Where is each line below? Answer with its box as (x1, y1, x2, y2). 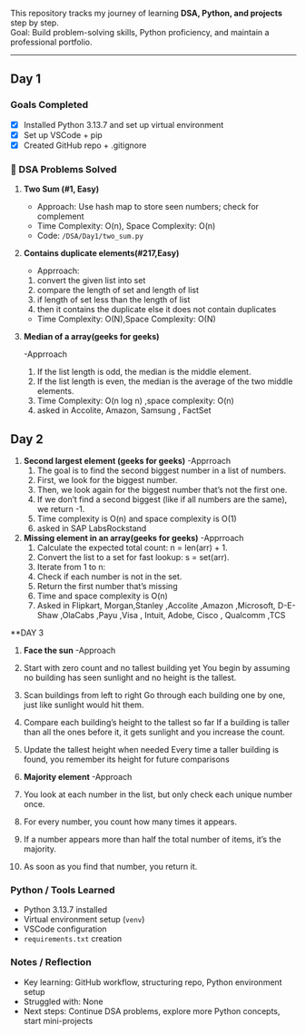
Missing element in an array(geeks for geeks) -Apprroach (23, 532, 244, 543)
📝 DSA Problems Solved (10, 163, 117, 175)
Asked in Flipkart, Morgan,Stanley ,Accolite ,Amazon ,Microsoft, (36, 599, 276, 611)
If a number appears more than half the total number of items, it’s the (23, 833, 281, 844)
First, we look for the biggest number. (36, 474, 178, 485)
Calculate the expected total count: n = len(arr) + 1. (36, 542, 228, 553)
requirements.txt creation (23, 933, 123, 944)
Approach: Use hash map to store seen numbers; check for (36, 202, 260, 212)
